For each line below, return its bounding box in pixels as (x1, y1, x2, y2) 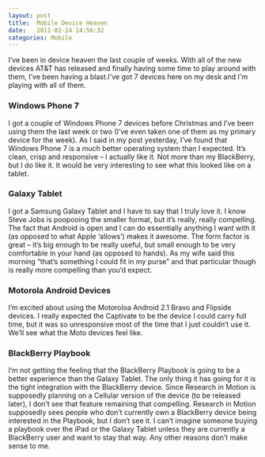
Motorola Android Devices (8, 285, 111, 296)
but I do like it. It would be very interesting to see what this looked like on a (8, 160, 252, 170)
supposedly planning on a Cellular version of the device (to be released (8, 391, 241, 400)
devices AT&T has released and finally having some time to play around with (8, 64, 256, 74)
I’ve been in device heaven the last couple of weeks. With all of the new (8, 55, 242, 65)
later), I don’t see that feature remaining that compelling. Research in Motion (8, 399, 256, 409)
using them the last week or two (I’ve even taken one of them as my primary (8, 127, 256, 136)
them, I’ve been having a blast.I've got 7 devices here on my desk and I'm (8, 72, 248, 81)
